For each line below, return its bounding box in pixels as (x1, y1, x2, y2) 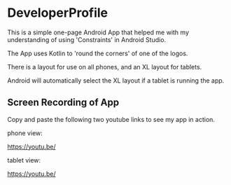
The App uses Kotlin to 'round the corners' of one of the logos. (7, 49, 188, 57)
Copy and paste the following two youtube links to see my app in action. (7, 115, 216, 123)
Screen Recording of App (7, 97, 120, 109)
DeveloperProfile (7, 5, 108, 21)
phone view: (7, 128, 43, 137)
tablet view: (7, 156, 41, 164)
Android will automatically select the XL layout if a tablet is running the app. (7, 76, 225, 85)
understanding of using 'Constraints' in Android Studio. (7, 35, 167, 43)
